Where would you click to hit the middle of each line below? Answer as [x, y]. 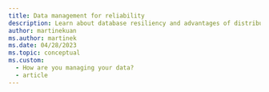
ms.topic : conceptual [44, 53]
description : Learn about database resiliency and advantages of [119, 23]
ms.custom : [26, 61]
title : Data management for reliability [77, 16]
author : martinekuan [43, 30]
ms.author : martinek [43, 38]
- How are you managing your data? [75, 68]
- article [32, 75]
